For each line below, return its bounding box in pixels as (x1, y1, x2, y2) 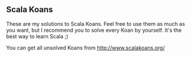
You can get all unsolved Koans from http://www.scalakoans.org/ (6, 44, 165, 51)
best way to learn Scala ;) (6, 32, 69, 40)
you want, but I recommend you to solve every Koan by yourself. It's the (6, 26, 182, 33)
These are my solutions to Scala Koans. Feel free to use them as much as (6, 20, 185, 27)
